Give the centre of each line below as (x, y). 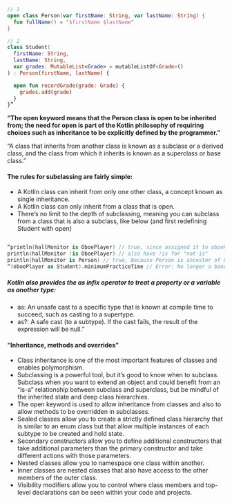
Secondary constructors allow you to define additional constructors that (119, 441)
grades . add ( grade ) (46, 92)
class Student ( (29, 48)
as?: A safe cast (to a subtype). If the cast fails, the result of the (107, 321)
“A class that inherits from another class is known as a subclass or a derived (115, 146)
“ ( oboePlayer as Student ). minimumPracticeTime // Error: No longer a (109, 267)
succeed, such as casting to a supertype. (76, 314)
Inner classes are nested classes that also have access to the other (113, 471)
